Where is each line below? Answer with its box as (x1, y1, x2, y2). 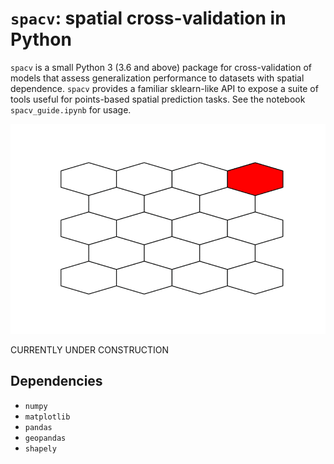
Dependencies (10, 373, 103, 390)
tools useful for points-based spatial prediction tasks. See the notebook (10, 93, 306, 105)
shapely (24, 443, 57, 454)
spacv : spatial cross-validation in (10, 7, 287, 30)
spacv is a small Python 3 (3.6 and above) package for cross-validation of (10, 61, 312, 73)
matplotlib (24, 412, 71, 422)
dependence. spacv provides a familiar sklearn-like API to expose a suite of (10, 82, 319, 94)
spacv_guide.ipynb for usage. (10, 103, 132, 116)
